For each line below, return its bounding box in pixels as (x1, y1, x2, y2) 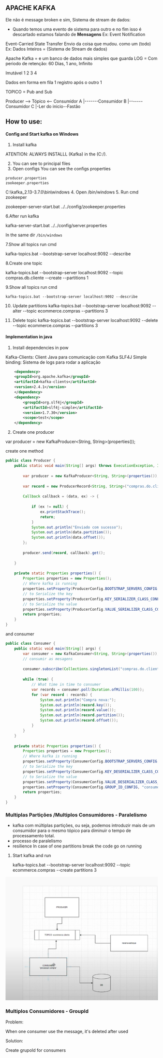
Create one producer (12, 429, 55, 435)
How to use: (5, 118, 43, 126)
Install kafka (12, 142, 37, 148)
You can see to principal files (12, 160, 71, 167)
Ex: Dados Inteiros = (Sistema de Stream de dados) (5, 46, 108, 52)
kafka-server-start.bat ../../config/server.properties (5, 223, 107, 229)
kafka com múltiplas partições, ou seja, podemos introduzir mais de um (12, 823, 155, 829)
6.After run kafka (5, 213, 39, 219)
